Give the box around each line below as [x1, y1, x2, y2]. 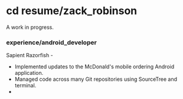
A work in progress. [6, 24, 54, 31]
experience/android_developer [6, 38, 97, 47]
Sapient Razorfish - [6, 52, 53, 59]
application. [14, 70, 44, 77]
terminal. [14, 82, 37, 89]
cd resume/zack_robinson [6, 4, 138, 18]
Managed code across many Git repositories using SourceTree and [14, 75, 178, 83]
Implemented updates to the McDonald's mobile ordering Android [14, 63, 175, 70]
